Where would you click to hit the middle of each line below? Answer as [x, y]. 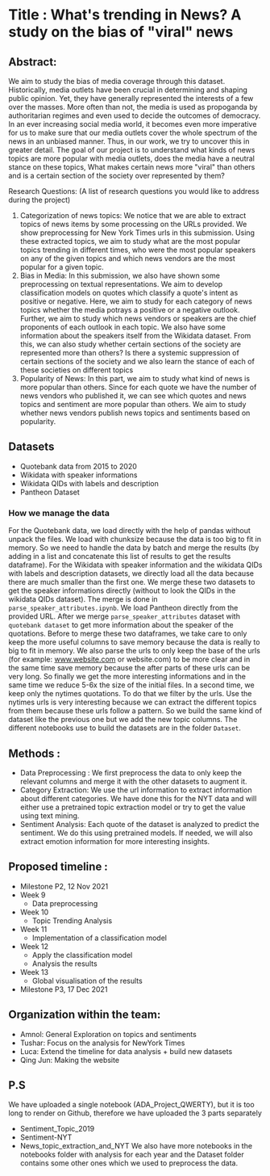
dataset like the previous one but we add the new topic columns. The [123, 720]
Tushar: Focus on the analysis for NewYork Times [102, 1043]
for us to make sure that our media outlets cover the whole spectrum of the [133, 132]
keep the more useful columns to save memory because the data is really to [134, 642]
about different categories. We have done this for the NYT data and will [138, 798]
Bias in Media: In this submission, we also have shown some [120, 275]
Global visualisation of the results [87, 981]
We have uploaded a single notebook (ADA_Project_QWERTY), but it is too [132, 1105]
